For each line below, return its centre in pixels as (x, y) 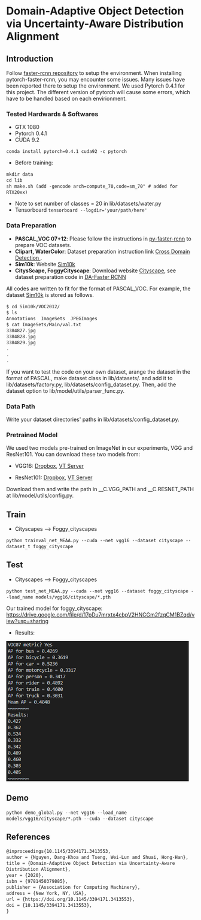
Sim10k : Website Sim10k (45, 264)
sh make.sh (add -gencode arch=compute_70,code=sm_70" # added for (92, 187)
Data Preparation (31, 226)
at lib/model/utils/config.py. (40, 495)
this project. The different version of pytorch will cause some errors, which (98, 92)
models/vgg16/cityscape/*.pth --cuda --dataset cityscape (80, 819)
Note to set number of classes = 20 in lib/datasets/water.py (88, 204)
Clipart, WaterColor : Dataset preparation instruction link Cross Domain (102, 251)
